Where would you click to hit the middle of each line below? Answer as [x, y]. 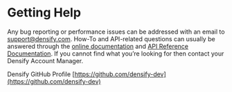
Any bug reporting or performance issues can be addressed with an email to [116, 32]
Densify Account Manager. [45, 60]
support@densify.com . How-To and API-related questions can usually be [111, 38]
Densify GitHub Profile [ [41, 74]
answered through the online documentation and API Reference [98, 46]
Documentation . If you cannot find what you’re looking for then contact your [116, 54]
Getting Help [44, 13]
